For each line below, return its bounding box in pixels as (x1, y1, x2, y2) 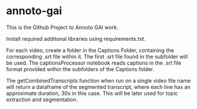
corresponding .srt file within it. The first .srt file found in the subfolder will (6, 53, 188, 60)
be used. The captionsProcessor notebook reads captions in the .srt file (6, 59, 182, 66)
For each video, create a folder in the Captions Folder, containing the (6, 46, 174, 54)
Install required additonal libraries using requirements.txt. (6, 35, 146, 42)
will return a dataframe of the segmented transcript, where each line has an (6, 83, 191, 90)
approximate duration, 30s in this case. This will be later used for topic (6, 89, 178, 97)
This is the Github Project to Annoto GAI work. (6, 24, 119, 31)
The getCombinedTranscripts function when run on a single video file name (6, 77, 191, 84)
